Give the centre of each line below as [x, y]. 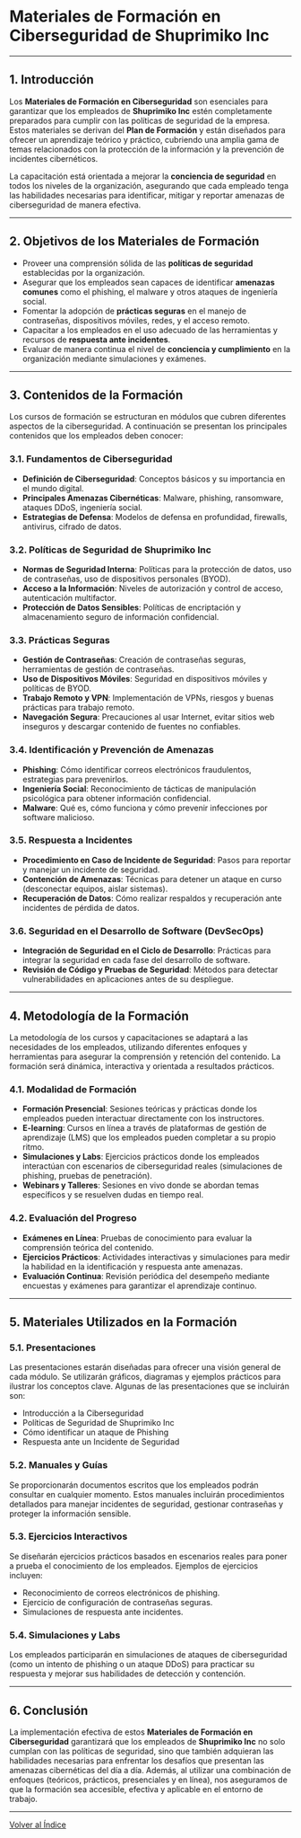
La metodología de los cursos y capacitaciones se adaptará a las [129, 1037]
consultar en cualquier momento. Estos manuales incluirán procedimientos [147, 1494]
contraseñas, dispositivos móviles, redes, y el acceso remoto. [136, 320]
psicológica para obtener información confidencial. [116, 798]
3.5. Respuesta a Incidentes [71, 840]
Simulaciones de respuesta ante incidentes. [103, 1612]
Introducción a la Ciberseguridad [83, 1413]
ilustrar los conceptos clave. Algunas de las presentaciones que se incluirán [149, 1386]
